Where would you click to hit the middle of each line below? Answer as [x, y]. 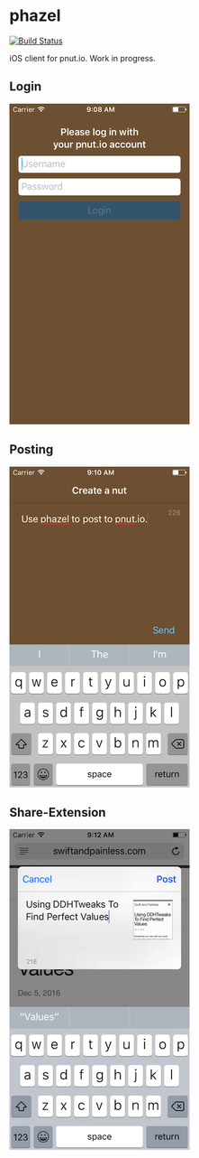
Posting [32, 449]
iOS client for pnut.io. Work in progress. [82, 58]
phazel [35, 16]
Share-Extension [58, 812]
